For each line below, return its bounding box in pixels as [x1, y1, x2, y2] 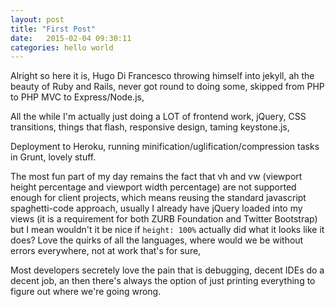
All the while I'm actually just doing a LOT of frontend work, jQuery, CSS [10, 111, 307, 123]
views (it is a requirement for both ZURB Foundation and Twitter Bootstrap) [10, 213, 318, 225]
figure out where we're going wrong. [10, 286, 162, 298]
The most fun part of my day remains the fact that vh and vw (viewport [10, 171, 303, 183]
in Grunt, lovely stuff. [10, 151, 97, 163]
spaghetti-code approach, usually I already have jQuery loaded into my [10, 202, 303, 215]
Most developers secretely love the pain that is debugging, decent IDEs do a [10, 264, 325, 276]
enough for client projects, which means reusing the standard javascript [10, 192, 307, 204]
